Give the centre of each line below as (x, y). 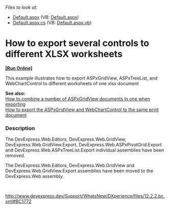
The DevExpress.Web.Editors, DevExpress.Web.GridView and (70, 166)
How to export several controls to (77, 43)
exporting (15, 104)
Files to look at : (21, 7)
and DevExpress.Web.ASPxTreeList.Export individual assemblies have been (85, 150)
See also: (15, 93)
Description (20, 128)
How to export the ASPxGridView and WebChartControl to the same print (82, 110)
